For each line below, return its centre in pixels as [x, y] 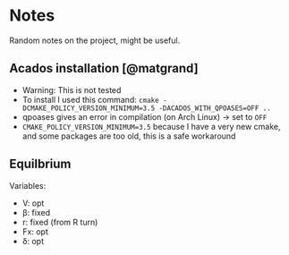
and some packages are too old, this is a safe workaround [129, 136]
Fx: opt [35, 231]
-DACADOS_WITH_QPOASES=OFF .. [215, 108]
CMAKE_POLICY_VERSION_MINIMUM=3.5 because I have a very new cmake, [151, 126]
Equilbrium [40, 164]
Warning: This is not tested [72, 89]
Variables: [28, 185]
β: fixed [36, 212]
